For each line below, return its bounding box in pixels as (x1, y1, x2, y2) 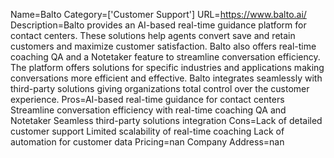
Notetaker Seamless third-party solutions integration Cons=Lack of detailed (10, 115, 323, 126)
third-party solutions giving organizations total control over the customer (10, 83, 310, 94)
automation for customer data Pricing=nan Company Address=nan (10, 136, 285, 148)
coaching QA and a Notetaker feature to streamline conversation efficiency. (10, 51, 321, 63)
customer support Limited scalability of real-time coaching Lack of (10, 125, 285, 137)
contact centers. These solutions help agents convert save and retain (10, 30, 296, 41)
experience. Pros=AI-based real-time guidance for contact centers (10, 94, 285, 105)
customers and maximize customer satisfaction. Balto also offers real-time (10, 40, 317, 52)
